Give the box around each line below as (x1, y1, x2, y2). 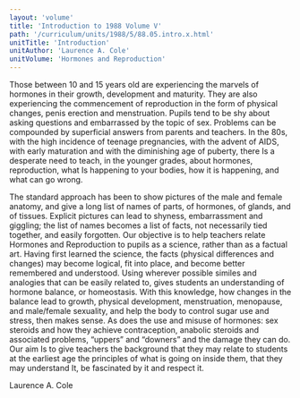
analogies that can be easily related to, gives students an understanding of (9, 277, 285, 287)
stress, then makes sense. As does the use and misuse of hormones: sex (9, 315, 279, 326)
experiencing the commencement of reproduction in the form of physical (9, 98, 279, 108)
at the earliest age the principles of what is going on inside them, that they (9, 353, 284, 363)
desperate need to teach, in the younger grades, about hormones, (9, 156, 253, 165)
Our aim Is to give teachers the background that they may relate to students (9, 343, 288, 354)
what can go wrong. (9, 174, 83, 184)
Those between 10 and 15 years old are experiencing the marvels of (9, 80, 260, 89)
